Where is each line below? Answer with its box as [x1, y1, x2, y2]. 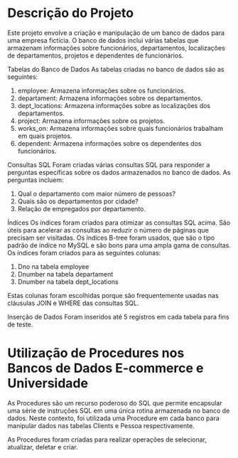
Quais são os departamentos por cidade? [17, 197, 139, 206]
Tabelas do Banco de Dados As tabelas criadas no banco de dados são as [7, 65, 225, 73]
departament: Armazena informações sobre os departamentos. [17, 94, 203, 102]
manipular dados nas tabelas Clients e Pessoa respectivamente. [7, 421, 195, 430]
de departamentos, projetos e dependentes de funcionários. [7, 51, 184, 60]
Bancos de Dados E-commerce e [7, 361, 204, 376]
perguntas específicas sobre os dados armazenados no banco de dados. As [7, 168, 231, 176]
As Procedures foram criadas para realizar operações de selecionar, [7, 435, 207, 444]
